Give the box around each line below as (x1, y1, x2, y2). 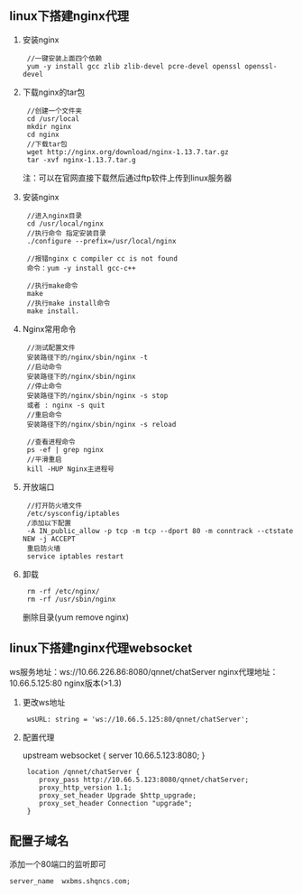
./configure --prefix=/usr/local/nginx (26, 236, 177, 245)
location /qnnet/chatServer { (26, 767, 141, 776)
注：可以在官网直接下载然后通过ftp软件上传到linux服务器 (22, 172, 233, 183)
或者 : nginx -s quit (26, 401, 105, 410)
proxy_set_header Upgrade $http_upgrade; (39, 790, 197, 800)
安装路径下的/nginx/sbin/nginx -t (26, 353, 149, 362)
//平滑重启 (26, 455, 62, 464)
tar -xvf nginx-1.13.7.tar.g (26, 155, 137, 164)
